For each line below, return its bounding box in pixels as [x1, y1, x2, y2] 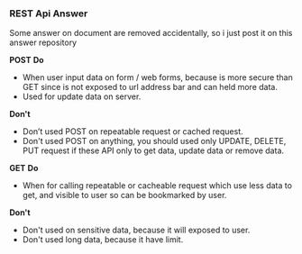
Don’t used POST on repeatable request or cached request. [22, 126, 243, 137]
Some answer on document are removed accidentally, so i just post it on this [9, 28, 293, 39]
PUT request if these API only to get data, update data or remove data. [22, 145, 285, 156]
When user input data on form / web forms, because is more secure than [22, 72, 293, 83]
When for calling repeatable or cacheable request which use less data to [22, 180, 293, 191]
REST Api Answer [9, 7, 88, 20]
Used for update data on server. [22, 91, 142, 102]
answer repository [9, 37, 78, 48]
